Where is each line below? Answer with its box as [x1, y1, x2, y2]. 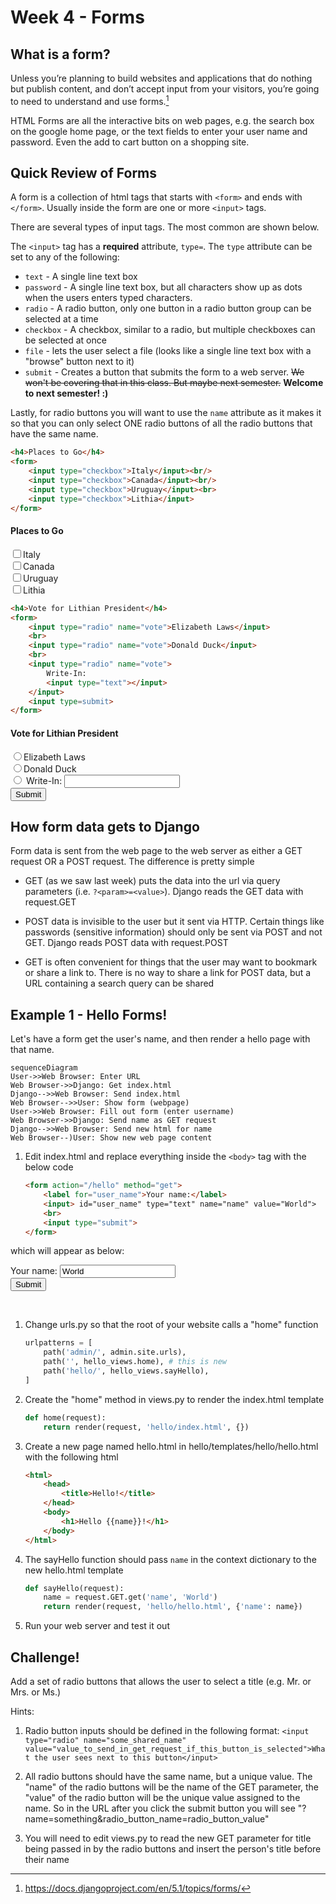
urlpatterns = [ [24, 1338, 93, 1348]
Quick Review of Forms [10, 165, 158, 182]
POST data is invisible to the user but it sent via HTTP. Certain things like [24, 916, 325, 928]
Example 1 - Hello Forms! [10, 1006, 168, 1023]
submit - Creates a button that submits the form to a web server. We [24, 366, 305, 378]
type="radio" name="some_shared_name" [24, 1735, 187, 1745]
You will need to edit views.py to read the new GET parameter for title [24, 1832, 312, 1844]
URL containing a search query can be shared [24, 977, 215, 990]
